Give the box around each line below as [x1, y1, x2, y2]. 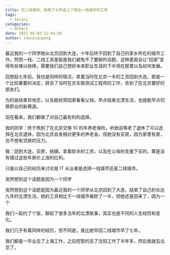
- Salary [10, 17, 28, 22]
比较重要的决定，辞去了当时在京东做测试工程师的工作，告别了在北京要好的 [9, 79, 165, 86]
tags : [5, 12, 17, 17]
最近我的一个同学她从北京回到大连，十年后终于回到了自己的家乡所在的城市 [5, 50, 160, 56]
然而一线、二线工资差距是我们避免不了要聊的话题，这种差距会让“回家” [14, 56, 160, 62]
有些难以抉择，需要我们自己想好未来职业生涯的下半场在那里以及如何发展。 [9, 63, 165, 69]
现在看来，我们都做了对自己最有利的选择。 [5, 114, 94, 120]
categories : [5, 21, 30, 27]
